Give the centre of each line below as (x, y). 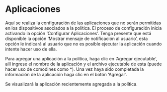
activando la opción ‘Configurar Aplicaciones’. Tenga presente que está (78, 33)
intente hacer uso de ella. (31, 49)
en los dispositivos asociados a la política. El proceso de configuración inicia (83, 28)
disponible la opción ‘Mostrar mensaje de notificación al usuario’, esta (77, 39)
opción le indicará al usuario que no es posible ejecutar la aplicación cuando (83, 44)
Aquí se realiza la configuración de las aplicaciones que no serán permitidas (83, 23)
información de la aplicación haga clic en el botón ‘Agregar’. (66, 74)
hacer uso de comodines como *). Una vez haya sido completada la (75, 69)
